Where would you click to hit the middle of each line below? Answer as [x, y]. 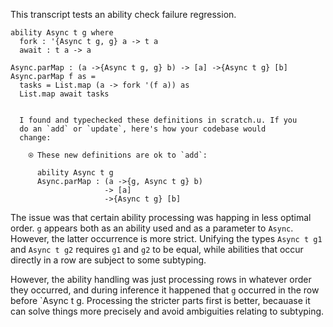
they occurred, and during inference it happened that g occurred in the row [165, 290]
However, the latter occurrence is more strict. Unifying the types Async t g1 [166, 238]
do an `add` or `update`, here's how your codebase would [143, 129]
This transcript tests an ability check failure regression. [123, 14]
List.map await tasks [64, 94]
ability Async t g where [62, 33]
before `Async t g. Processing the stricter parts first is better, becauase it [160, 300]
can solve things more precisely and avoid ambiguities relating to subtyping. [167, 311]
